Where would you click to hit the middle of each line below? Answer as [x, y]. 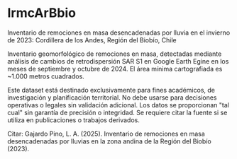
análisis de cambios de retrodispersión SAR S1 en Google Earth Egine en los [118, 61]
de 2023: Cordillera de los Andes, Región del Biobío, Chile [92, 40]
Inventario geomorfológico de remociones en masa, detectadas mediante [115, 54]
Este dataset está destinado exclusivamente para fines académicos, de [111, 90]
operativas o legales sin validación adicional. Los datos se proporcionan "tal [118, 105]
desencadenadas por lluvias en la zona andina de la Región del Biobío [109, 141]
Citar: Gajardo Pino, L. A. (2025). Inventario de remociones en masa [106, 134]
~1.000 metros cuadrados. [46, 76]
